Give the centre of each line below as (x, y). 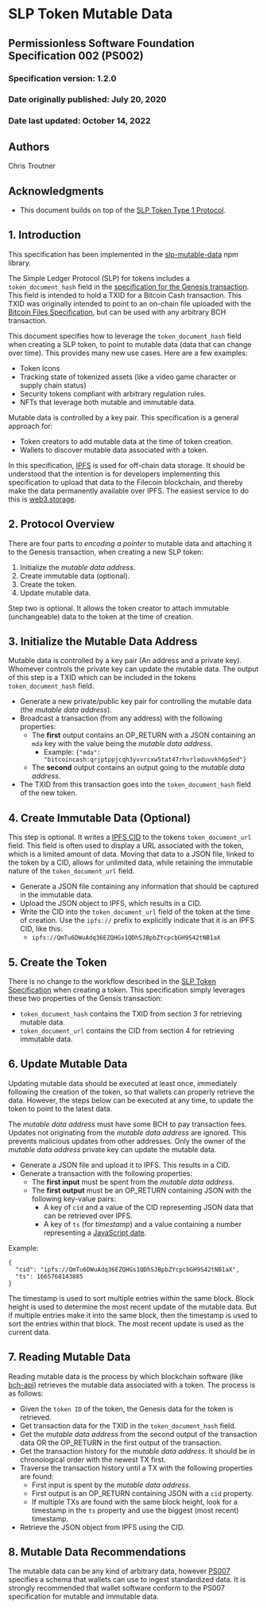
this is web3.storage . (43, 499)
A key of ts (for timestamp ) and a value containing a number (143, 1224)
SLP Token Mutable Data (91, 14)
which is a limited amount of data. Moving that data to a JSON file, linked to (132, 854)
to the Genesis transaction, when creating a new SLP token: (106, 552)
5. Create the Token (58, 962)
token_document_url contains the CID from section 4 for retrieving (127, 1031)
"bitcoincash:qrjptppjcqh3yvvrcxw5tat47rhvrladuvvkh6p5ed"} (145, 760)
